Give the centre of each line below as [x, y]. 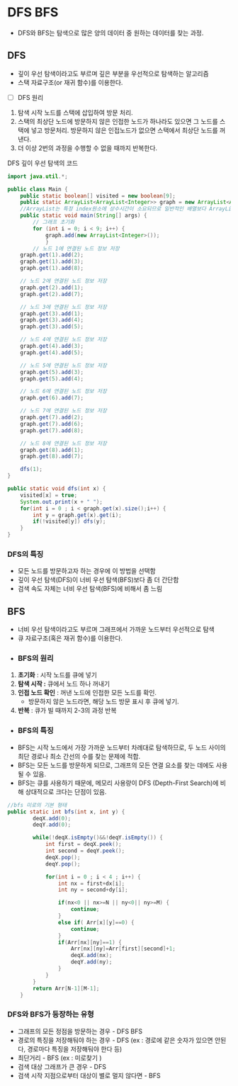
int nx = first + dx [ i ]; [91, 883]
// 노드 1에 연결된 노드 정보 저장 [76, 249]
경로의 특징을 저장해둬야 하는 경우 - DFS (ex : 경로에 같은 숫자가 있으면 [115, 1040]
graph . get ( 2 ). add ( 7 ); [52, 294]
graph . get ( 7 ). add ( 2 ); [52, 418]
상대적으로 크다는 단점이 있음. [66, 791]
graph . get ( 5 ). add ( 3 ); [52, 372]
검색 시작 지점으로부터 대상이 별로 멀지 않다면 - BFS [89, 1075]
